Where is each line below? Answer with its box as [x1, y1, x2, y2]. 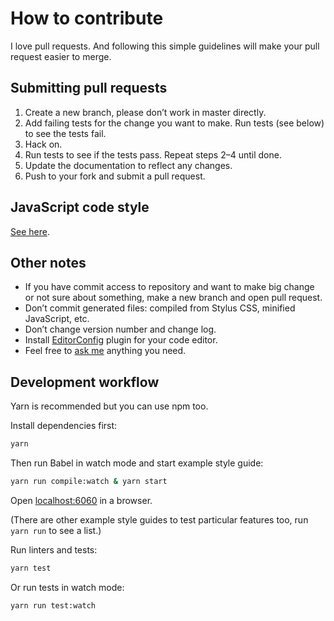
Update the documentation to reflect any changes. [24, 159, 233, 171]
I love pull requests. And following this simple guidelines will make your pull [10, 40, 320, 52]
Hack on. [24, 138, 63, 150]
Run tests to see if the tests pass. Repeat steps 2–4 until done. [24, 148, 282, 161]
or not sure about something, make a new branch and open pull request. [24, 292, 323, 304]
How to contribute [10, 7, 164, 30]
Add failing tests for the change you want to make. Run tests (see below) [24, 117, 325, 129]
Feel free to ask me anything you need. [24, 345, 187, 357]
